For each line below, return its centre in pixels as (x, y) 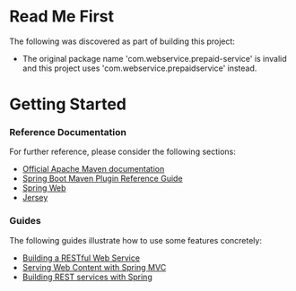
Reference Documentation (68, 133)
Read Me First (62, 17)
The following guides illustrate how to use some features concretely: (136, 240)
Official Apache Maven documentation (93, 169)
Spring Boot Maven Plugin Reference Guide (102, 179)
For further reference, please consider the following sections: (122, 152)
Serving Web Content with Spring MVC (94, 267)
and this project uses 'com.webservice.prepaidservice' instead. (139, 68)
